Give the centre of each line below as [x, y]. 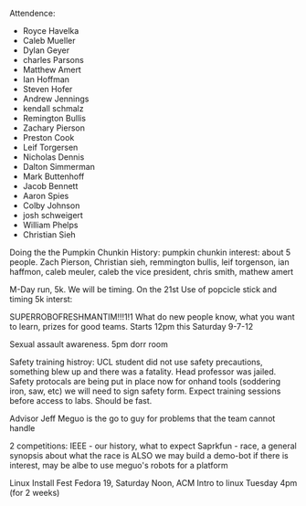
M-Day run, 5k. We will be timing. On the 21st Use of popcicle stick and [143, 290]
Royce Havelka [51, 31]
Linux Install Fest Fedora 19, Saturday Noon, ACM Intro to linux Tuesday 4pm [153, 483]
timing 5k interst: [41, 299]
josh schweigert [53, 215]
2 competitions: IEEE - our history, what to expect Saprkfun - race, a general [153, 446]
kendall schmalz [53, 108]
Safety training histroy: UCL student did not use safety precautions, [136, 362]
